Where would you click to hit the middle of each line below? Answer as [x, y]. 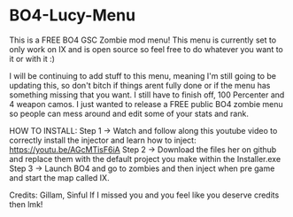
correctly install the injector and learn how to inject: [103, 140]
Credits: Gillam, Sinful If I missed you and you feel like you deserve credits [144, 195]
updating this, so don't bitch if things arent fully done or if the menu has [140, 85]
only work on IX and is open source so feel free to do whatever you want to [146, 49]
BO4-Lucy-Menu [72, 15]
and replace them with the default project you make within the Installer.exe [145, 159]
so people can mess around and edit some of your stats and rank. [129, 113]
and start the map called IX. [59, 177]
